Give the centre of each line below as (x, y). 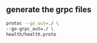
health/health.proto (31, 34)
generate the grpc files (49, 10)
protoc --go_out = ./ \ (33, 23)
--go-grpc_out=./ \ (30, 29)
